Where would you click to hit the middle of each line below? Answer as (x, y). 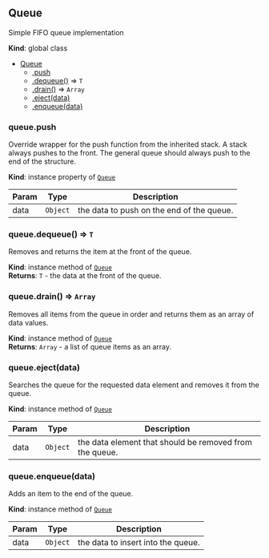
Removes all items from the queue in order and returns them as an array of (131, 314)
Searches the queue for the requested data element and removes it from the (134, 385)
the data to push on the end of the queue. (155, 210)
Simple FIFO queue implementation (66, 32)
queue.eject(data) (44, 367)
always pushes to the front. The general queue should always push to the (129, 153)
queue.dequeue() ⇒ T (51, 234)
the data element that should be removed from (165, 442)
